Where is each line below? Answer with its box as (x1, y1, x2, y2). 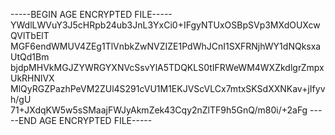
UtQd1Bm (10, 51, 50, 63)
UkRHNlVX (10, 72, 55, 84)
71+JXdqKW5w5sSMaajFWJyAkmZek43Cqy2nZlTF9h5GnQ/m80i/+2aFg (10, 104, 308, 116)
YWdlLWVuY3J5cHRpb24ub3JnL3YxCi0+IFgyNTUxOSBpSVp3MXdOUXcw (10, 19, 321, 31)
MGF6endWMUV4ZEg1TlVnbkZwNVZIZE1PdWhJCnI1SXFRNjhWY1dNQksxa (10, 40, 322, 52)
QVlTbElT (10, 30, 50, 41)
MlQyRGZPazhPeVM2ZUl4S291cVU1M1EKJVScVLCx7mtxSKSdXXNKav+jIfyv (10, 83, 326, 94)
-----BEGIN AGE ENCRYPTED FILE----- (10, 9, 173, 20)
